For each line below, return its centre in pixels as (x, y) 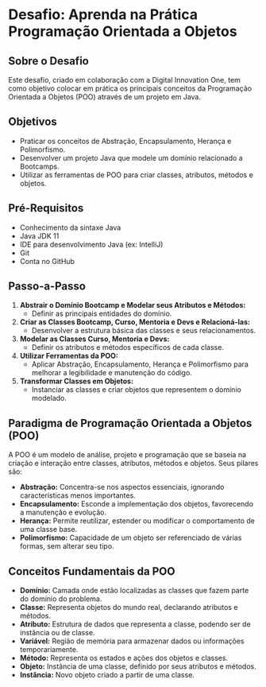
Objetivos (33, 122)
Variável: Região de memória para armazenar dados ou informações (132, 641)
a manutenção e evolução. (63, 512)
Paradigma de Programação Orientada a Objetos (130, 423)
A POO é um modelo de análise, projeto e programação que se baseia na (127, 455)
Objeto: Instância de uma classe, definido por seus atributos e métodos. (138, 666)
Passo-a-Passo (47, 287)
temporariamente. (49, 650)
